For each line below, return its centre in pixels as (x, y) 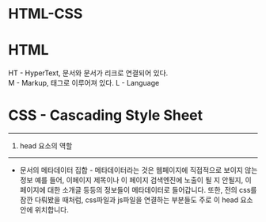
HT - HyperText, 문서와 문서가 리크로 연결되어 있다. (88, 73)
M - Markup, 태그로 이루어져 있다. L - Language (84, 83)
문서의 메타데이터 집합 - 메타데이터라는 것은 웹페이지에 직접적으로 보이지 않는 (139, 170)
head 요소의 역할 (46, 146)
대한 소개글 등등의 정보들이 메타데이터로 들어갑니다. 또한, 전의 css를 (152, 190)
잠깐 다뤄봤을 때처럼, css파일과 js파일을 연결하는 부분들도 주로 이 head (129, 200)
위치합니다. (51, 210)
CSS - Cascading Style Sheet (106, 115)
